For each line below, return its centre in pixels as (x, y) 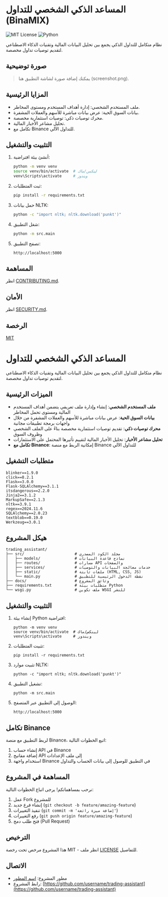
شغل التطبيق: (26, 224)
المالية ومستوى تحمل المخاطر (42, 412)
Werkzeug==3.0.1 (23, 522)
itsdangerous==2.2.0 (28, 491)
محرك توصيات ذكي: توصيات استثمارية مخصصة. (58, 118)
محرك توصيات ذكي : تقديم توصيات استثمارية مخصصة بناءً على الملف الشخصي (87, 428)
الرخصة (17, 325)
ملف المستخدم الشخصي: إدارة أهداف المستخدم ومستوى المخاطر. (77, 107)
